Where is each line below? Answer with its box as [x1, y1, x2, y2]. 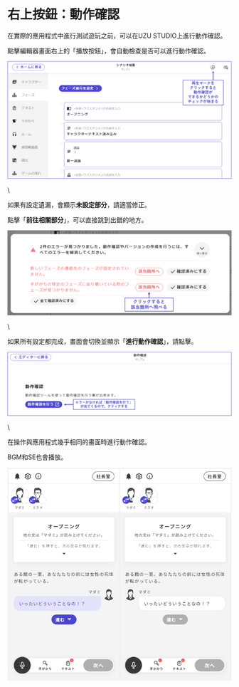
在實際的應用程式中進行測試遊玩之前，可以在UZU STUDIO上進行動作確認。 [7, 31, 227, 40]
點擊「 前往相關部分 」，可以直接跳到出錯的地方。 [7, 216, 148, 224]
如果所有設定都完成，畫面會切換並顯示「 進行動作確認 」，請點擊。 [7, 337, 198, 346]
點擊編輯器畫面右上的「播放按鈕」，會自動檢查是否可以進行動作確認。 [7, 46, 210, 55]
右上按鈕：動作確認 [7, 6, 120, 23]
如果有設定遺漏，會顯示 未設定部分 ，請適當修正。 [7, 201, 151, 209]
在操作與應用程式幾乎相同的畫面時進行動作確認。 [7, 438, 151, 446]
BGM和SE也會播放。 [7, 453, 68, 461]
